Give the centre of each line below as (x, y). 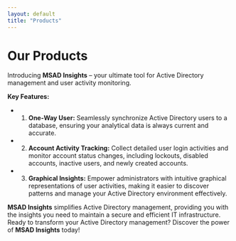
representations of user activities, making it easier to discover (119, 186)
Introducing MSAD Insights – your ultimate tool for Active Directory (106, 75)
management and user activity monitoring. (69, 83)
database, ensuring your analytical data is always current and (118, 126)
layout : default (31, 14)
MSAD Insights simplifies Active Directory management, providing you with (118, 208)
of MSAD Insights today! (44, 230)
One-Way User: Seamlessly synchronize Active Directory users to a (128, 118)
